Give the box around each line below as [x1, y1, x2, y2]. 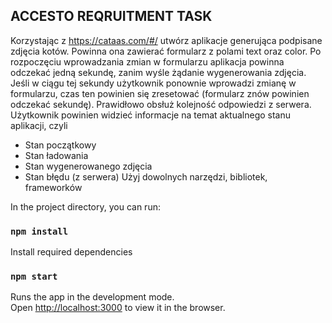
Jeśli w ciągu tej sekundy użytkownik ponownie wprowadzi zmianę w [10, 77, 297, 89]
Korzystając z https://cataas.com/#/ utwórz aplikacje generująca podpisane [10, 34, 323, 46]
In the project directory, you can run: [10, 200, 161, 213]
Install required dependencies [10, 246, 133, 258]
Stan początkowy [24, 139, 97, 151]
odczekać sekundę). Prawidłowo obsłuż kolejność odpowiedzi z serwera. [10, 98, 312, 110]
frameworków [24, 181, 83, 193]
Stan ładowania [24, 149, 89, 161]
